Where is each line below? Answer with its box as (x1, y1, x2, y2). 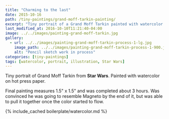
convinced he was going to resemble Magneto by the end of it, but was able (5, 93, 163, 99)
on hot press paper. (5, 78, 46, 84)
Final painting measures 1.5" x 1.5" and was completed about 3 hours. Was (5, 88, 160, 94)
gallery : (5, 36, 24, 41)
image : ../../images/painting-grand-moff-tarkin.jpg (5, 31, 118, 36)
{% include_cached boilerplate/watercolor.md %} (5, 108, 107, 114)
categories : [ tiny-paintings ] (5, 54, 69, 59)
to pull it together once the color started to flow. (5, 99, 104, 105)
